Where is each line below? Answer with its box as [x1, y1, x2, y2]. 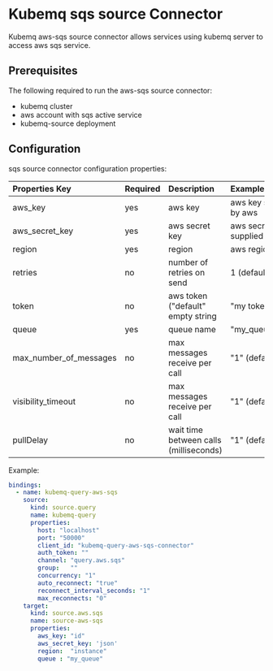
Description [167, 183, 215, 194]
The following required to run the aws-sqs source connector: [8, 85, 213, 95]
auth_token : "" [37, 549, 89, 557]
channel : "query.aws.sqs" [37, 556, 126, 565]
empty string [167, 310, 217, 322]
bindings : [8, 481, 42, 489]
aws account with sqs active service [19, 110, 142, 119]
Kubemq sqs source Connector [8, 5, 223, 24]
